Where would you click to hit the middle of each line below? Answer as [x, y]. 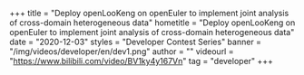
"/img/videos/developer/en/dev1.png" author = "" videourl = [122, 52]
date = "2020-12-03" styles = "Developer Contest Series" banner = [135, 42]
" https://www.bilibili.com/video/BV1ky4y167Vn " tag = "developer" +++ [142, 61]
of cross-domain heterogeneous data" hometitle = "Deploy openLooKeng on [152, 23]
